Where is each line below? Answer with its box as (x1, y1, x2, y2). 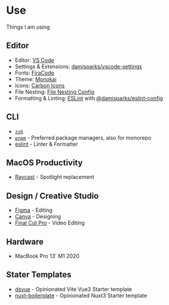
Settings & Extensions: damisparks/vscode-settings (14, 63, 142, 70)
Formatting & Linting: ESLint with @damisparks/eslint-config (14, 94, 163, 101)
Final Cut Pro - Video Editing (14, 219, 85, 227)
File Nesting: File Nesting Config (14, 88, 94, 95)
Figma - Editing (14, 207, 53, 214)
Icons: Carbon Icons (14, 82, 65, 89)
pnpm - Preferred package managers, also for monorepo (14, 134, 152, 141)
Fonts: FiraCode (14, 69, 55, 76)
